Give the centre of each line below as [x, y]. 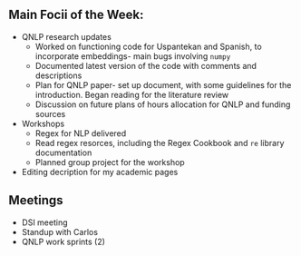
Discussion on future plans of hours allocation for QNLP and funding [163, 104]
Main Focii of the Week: [76, 15]
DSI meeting [44, 222]
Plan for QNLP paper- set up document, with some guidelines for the [163, 84]
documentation [63, 153]
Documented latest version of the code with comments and [146, 65]
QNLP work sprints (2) [63, 241]
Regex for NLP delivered [81, 133]
